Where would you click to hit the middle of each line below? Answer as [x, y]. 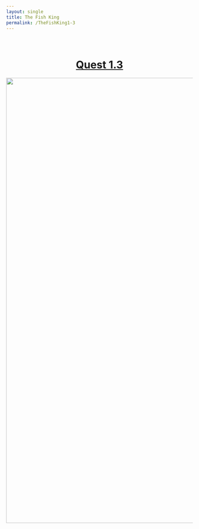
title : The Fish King [33, 17]
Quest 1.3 [99, 64]
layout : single [25, 12]
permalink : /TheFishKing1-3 [41, 23]
